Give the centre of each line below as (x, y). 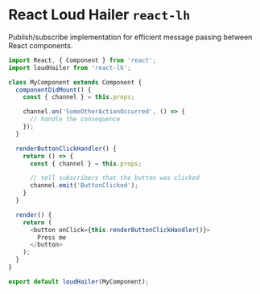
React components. (41, 45)
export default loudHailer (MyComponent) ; (79, 282)
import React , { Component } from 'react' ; (83, 60)
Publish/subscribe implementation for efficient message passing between (130, 37)
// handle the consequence (75, 119)
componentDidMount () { (54, 90)
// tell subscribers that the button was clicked (114, 178)
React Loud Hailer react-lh (99, 15)
